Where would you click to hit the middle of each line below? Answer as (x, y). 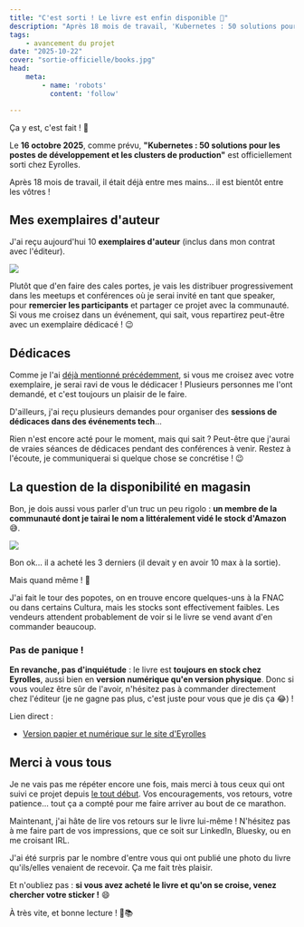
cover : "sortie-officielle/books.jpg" (82, 60)
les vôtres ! (30, 191)
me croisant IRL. (39, 841)
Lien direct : (32, 717)
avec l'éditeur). (38, 251)
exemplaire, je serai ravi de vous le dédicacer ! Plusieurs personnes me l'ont (151, 385)
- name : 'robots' (74, 85)
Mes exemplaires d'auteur (85, 220)
